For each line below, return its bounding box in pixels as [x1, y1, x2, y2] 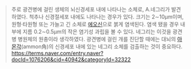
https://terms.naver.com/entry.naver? [11, 50, 104, 57]
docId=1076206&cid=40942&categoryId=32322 [11, 56, 131, 63]
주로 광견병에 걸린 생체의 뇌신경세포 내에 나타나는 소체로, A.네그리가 [11, 6, 170, 12]
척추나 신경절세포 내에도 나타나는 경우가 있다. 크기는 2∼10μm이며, [29, 13, 184, 20]
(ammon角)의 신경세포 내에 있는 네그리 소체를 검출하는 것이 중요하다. [21, 43, 183, 50]
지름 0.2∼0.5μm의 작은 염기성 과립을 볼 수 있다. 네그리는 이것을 [22, 28, 172, 35]
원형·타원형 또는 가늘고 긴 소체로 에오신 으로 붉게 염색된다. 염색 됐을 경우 [11, 21, 179, 27]
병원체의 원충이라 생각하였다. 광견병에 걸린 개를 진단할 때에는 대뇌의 [17, 36, 176, 42]
